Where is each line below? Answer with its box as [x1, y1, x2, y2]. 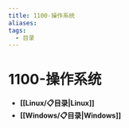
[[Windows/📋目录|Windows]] [19, 111, 122, 120]
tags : [8, 26, 26, 34]
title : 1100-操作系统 [8, 11, 76, 20]
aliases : [8, 19, 37, 27]
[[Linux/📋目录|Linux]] [19, 99, 95, 108]
